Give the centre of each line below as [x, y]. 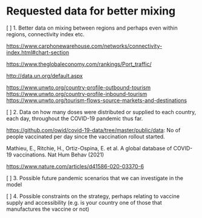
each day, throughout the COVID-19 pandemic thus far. [75, 118]
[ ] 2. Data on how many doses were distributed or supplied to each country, [101, 112]
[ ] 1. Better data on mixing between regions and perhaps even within [92, 28]
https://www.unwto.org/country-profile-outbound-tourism [79, 87]
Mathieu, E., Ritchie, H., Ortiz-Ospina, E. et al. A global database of [89, 148]
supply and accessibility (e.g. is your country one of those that [84, 202]
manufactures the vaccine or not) [48, 209]
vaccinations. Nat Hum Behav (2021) [59, 155]
